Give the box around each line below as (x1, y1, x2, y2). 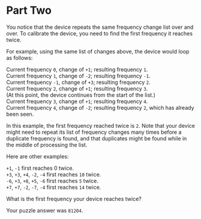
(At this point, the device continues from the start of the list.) (6, 91, 156, 98)
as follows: (6, 54, 33, 61)
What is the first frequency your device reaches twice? (6, 195, 142, 202)
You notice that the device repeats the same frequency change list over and (6, 23, 194, 31)
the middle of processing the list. (6, 141, 88, 148)
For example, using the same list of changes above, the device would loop (6, 47, 190, 55)
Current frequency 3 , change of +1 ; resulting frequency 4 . (6, 97, 148, 105)
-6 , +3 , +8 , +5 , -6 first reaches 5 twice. (6, 177, 99, 184)
